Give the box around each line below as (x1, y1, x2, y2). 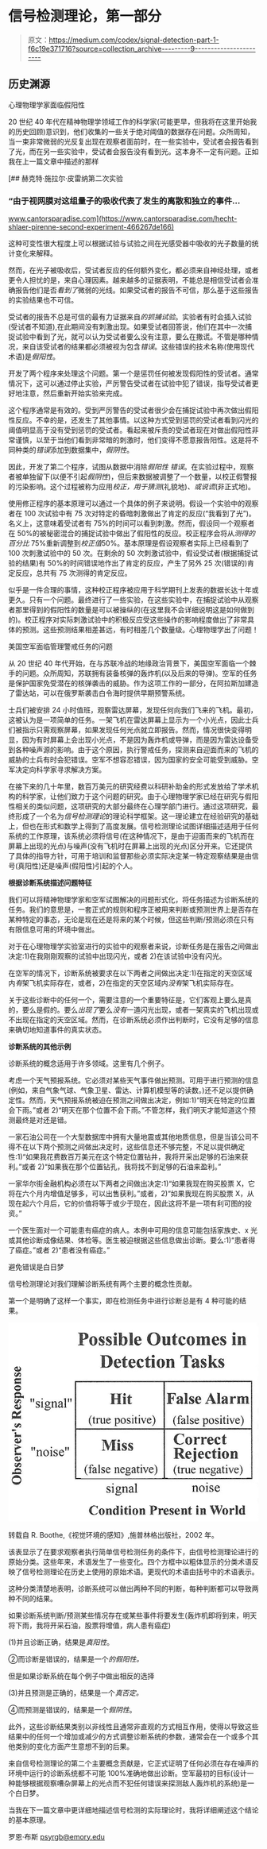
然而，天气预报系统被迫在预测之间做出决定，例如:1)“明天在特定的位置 (29, 1095, 256, 1105)
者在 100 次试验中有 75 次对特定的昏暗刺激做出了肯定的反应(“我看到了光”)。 (8, 509, 256, 519)
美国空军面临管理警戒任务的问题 (8, 642, 113, 651)
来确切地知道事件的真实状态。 (8, 1025, 106, 1035)
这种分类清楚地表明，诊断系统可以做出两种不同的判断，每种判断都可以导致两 (8, 1584, 259, 1593)
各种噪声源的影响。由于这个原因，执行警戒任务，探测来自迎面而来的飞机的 (14, 745, 259, 755)
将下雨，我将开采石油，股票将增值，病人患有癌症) (8, 1620, 172, 1630)
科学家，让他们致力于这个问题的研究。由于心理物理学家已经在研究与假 (21, 792, 252, 801)
